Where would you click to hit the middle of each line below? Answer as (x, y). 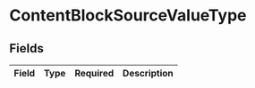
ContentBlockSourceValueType (128, 16)
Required (94, 73)
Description (148, 73)
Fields (27, 48)
